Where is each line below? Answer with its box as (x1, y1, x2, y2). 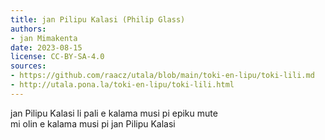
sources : (10, 61, 47, 71)
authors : (10, 24, 47, 34)
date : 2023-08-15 (10, 42, 83, 53)
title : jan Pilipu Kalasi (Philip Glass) (10, 14, 186, 25)
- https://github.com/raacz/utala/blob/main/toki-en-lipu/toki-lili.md (10, 71, 315, 81)
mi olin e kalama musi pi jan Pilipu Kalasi (10, 117, 176, 130)
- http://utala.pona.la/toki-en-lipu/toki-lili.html (10, 80, 235, 90)
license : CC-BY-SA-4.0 (10, 52, 105, 62)
